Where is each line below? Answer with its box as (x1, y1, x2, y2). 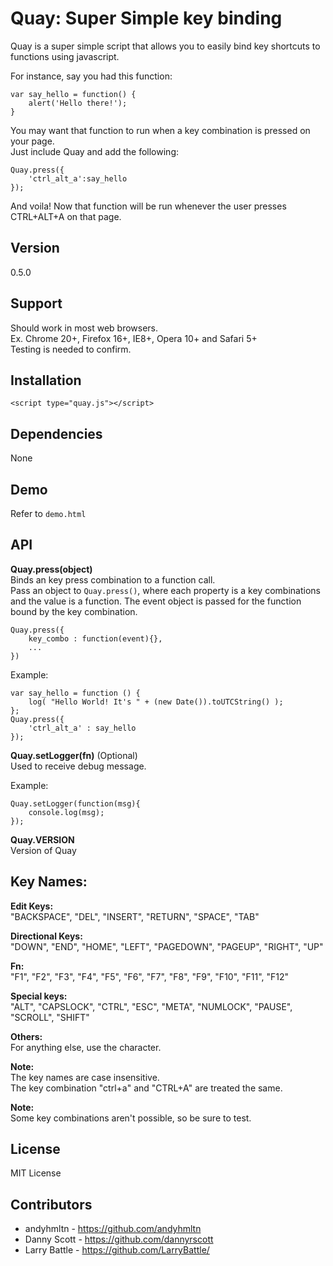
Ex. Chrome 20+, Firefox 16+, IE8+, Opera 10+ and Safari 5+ (10, 332, 258, 344)
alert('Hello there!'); (28, 98, 128, 108)
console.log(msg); (28, 807, 105, 817)
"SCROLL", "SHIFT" (10, 1011, 90, 1023)
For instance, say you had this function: (10, 70, 173, 82)
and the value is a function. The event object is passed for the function (10, 595, 302, 607)
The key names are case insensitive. (10, 1071, 160, 1083)
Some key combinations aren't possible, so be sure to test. (10, 1112, 252, 1124)
